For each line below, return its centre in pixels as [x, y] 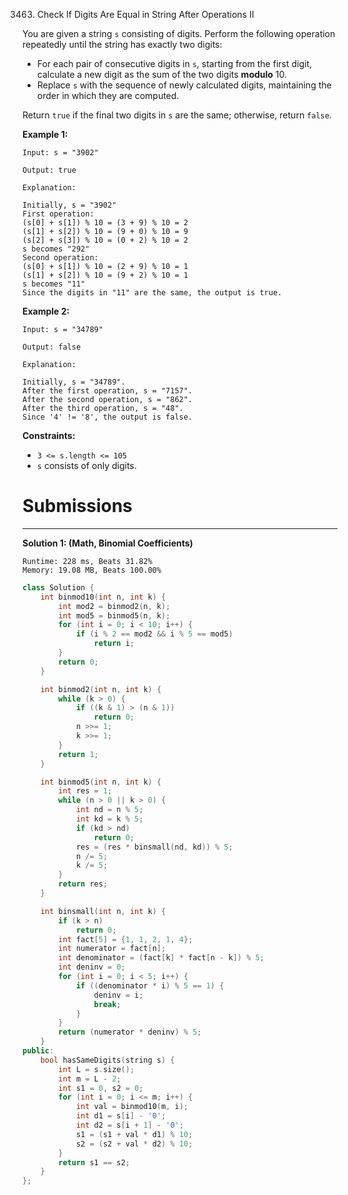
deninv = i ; [118, 995]
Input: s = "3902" [60, 153]
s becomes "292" [56, 249]
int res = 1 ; [85, 791]
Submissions [77, 506]
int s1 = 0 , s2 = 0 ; [101, 1088]
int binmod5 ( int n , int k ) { [101, 782]
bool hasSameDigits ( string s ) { [107, 1060]
